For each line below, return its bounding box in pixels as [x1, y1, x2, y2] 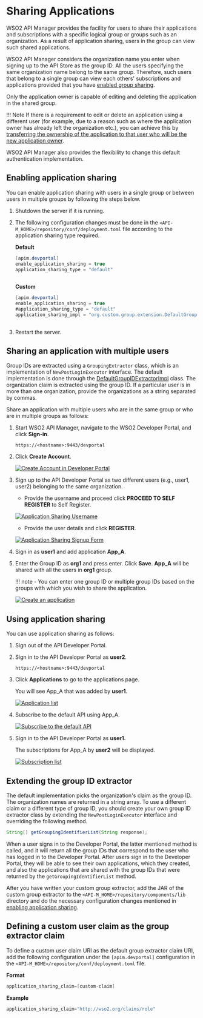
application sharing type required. [15, 232, 100, 239]
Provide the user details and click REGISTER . [24, 525, 136, 532]
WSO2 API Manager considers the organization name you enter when [6, 55, 180, 62]
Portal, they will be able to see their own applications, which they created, [6, 860, 191, 867]
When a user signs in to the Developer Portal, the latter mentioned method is [6, 840, 198, 848]
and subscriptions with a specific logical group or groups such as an [6, 30, 177, 38]
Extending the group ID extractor [6, 775, 133, 786]
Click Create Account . [15, 453, 72, 460]
